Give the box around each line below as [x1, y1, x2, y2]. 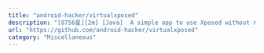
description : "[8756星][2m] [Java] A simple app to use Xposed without [8, 19, 250, 26]
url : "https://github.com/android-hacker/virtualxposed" [8, 26, 199, 34]
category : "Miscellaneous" [8, 33, 97, 41]
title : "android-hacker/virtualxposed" [8, 11, 139, 19]
